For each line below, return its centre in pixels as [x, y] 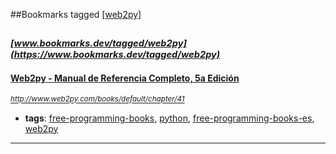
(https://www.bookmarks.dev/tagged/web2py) [115, 55]
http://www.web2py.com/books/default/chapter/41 [97, 99]
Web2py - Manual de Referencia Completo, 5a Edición [125, 78]
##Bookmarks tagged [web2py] [76, 14]
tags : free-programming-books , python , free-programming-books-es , [169, 118]
